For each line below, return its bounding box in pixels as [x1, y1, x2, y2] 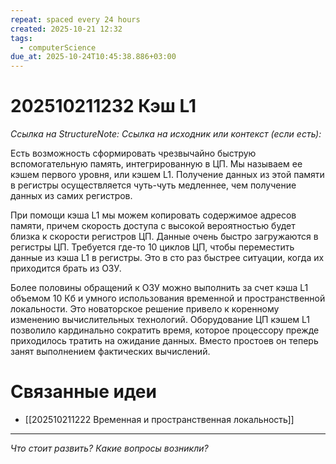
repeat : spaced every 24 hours [10, 14, 141, 25]
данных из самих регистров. [10, 190, 133, 202]
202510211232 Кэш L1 [10, 95, 197, 118]
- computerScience [19, 42, 97, 53]
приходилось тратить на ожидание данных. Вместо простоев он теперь [10, 335, 319, 347]
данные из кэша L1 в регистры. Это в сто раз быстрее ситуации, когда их [10, 252, 325, 264]
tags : [10, 33, 33, 43]
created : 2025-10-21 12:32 [10, 24, 123, 34]
